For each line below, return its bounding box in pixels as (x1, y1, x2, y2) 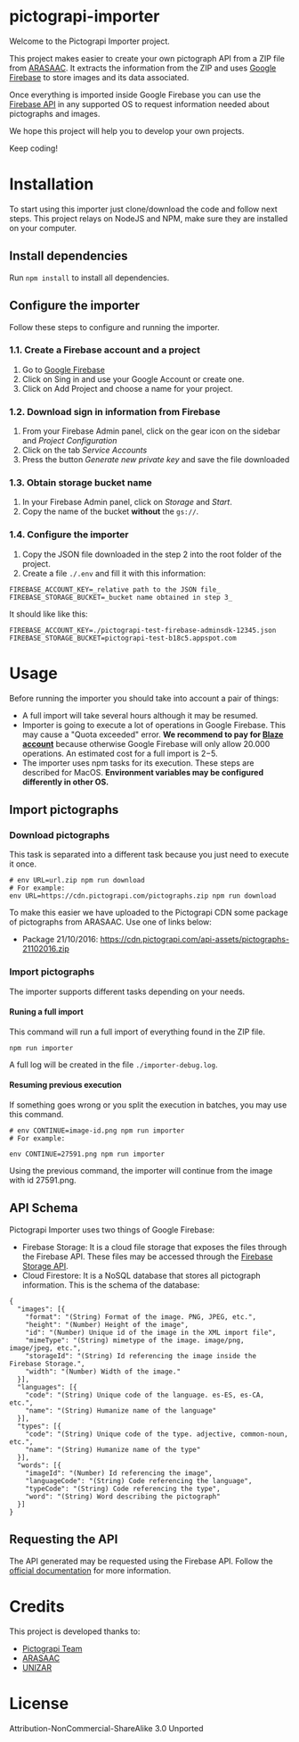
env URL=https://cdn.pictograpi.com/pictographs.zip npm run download (9, 892, 277, 900)
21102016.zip (21, 943, 69, 954)
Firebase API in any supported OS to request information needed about (9, 98, 270, 109)
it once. (9, 859, 37, 869)
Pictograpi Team (21, 1643, 83, 1654)
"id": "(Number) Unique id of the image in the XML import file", (25, 1328, 277, 1337)
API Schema (9, 1200, 78, 1215)
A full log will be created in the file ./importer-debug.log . (9, 1059, 218, 1070)
